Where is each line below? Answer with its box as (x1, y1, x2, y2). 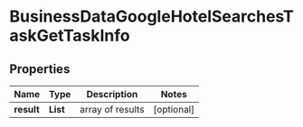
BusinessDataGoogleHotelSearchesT (9, 6, 294, 27)
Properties (9, 61, 71, 77)
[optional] (153, 104, 195, 115)
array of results (80, 104, 145, 115)
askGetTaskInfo (9, 25, 131, 46)
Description (86, 88, 138, 100)
